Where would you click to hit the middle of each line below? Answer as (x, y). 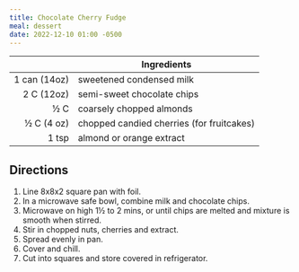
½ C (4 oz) (47, 124)
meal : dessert (36, 26)
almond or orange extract (132, 138)
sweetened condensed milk (136, 80)
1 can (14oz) (42, 80)
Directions (39, 170)
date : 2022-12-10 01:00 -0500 (66, 34)
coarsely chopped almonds (135, 109)
